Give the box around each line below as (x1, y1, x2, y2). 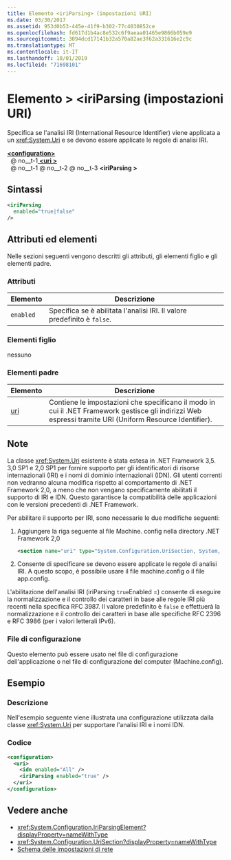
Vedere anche (7, 805, 69, 817)
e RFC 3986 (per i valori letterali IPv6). (7, 617, 115, 625)
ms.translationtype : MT (7, 42, 76, 49)
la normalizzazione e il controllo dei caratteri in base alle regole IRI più (7, 595, 205, 603)
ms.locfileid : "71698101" (7, 61, 81, 68)
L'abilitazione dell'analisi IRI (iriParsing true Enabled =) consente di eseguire (7, 588, 221, 596)
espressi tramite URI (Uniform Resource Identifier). (49, 415, 212, 424)
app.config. (16, 574, 50, 583)
